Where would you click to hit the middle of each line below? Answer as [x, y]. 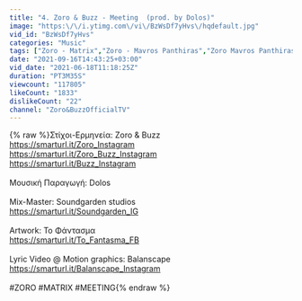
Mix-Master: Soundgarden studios [73, 202]
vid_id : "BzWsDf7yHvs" [52, 34]
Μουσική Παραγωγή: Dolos [60, 183]
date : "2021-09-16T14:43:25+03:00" [76, 59]
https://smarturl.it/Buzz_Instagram [73, 164]
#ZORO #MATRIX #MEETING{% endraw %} [90, 288]
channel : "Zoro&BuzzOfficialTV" [70, 110]
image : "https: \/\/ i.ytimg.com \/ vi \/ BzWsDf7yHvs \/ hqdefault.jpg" [134, 26]
